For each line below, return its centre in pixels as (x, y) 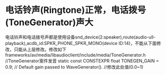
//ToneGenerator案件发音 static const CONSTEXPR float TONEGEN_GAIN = (82, 61)
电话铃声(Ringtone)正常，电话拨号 (76, 10)
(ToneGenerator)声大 (49, 22)
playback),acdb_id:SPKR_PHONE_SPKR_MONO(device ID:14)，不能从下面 (81, 43)
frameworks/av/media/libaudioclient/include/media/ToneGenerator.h (76, 55)
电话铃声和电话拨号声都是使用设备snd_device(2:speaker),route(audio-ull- (81, 37)
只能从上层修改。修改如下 (40, 49)
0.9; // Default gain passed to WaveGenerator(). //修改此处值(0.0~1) (74, 67)
